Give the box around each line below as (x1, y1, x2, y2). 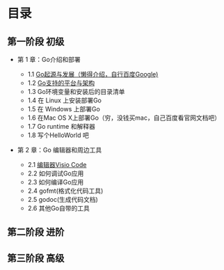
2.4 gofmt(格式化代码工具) (27, 186, 104, 195)
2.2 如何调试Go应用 (27, 169, 84, 177)
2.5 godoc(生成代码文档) (27, 196, 99, 203)
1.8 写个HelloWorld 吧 (27, 131, 89, 139)
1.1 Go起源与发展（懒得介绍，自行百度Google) (27, 70, 159, 78)
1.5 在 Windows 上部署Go (27, 105, 101, 113)
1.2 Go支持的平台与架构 (27, 79, 95, 87)
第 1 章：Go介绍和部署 (17, 56, 81, 63)
